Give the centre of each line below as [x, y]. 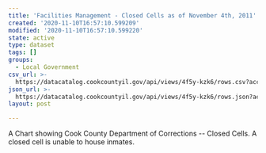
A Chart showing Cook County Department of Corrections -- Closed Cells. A [133, 134]
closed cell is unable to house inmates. [71, 142]
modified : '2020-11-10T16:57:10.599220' [76, 30]
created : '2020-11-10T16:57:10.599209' [74, 23]
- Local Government [47, 67]
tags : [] [23, 52]
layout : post [30, 104]
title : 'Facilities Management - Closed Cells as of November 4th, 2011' [133, 15]
